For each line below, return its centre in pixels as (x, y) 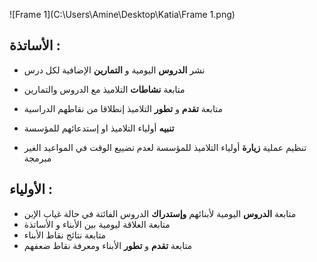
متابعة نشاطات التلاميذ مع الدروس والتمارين (104, 89)
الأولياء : (31, 189)
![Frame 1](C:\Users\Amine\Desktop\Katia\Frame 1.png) (122, 14)
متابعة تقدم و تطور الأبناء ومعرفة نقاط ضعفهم (108, 245)
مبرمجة (37, 158)
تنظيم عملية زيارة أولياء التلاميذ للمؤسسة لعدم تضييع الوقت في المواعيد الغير (165, 147)
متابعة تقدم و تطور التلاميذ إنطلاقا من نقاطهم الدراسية (123, 108)
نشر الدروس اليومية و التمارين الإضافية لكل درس (114, 70)
